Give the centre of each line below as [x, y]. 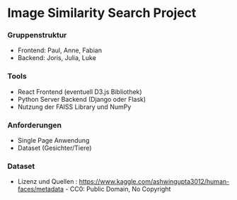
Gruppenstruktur [37, 35]
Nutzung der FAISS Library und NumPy [74, 107]
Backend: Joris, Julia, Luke [57, 58]
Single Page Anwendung [53, 141]
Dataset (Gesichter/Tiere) [54, 148]
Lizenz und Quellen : [47, 182]
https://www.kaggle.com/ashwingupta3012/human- [154, 182]
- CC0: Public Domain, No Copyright [118, 189]
